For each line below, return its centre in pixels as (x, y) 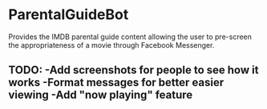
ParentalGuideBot (69, 15)
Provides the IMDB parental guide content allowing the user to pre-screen (130, 37)
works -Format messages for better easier (116, 82)
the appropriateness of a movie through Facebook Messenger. (111, 45)
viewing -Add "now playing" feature (101, 95)
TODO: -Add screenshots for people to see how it (133, 70)
